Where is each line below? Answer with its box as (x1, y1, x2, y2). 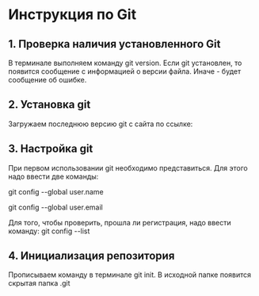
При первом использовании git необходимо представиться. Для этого (8, 163, 248, 172)
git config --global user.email (8, 202, 103, 212)
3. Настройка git (8, 142, 93, 156)
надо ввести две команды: (8, 171, 99, 181)
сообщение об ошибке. (8, 75, 87, 84)
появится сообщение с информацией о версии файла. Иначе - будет (8, 67, 242, 76)
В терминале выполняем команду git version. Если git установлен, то (8, 58, 242, 67)
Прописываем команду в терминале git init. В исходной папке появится (8, 270, 252, 279)
